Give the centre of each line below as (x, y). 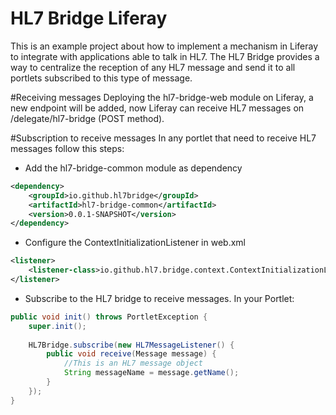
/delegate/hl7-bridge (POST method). (87, 118)
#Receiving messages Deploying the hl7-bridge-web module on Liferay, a (162, 97)
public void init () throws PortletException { (109, 317)
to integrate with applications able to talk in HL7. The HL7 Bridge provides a (165, 56)
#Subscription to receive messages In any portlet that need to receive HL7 (163, 138)
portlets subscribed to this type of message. (101, 78)
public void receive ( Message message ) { (131, 354)
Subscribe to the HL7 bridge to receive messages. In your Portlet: (159, 298)
